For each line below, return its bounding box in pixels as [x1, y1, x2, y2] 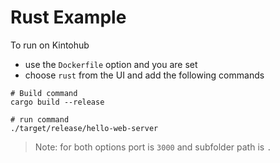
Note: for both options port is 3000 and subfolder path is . [34, 141, 272, 153]
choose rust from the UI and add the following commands [24, 69, 265, 81]
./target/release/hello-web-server [10, 123, 159, 133]
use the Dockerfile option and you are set [24, 58, 198, 70]
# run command [10, 114, 70, 125]
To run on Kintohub [10, 39, 90, 51]
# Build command [10, 88, 78, 98]
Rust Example [10, 6, 127, 29]
